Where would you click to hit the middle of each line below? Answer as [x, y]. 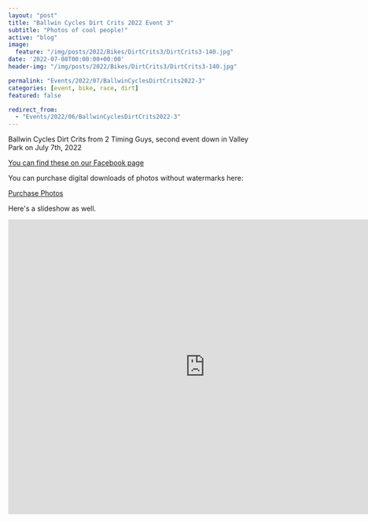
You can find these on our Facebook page [76, 163]
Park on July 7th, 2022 [45, 148]
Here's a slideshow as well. [52, 208]
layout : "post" [33, 15]
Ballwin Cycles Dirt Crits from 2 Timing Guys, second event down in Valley [129, 139]
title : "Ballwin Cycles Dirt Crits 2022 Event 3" [91, 23]
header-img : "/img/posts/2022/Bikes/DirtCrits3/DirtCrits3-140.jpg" [123, 67]
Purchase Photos [36, 193]
